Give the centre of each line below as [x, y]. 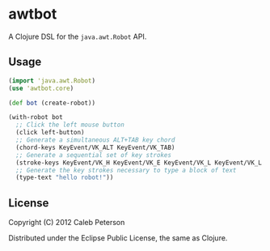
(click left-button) [50, 133]
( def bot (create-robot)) [52, 103]
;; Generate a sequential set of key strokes [94, 155]
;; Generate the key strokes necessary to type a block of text [126, 170]
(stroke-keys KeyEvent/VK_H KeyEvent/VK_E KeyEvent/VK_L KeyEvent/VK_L [139, 163]
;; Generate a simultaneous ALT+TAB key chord [95, 140]
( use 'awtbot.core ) [41, 88]
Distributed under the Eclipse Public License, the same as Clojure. [118, 238]
